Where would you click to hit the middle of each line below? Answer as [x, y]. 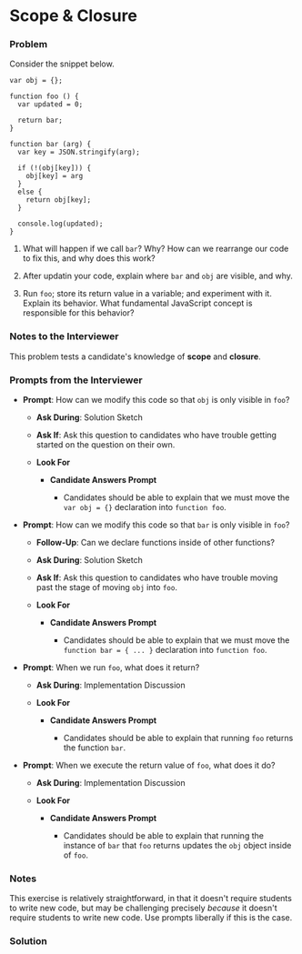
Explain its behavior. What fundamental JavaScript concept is [137, 303]
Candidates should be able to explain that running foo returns [178, 738]
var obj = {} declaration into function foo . [145, 507]
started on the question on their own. [106, 445]
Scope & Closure [74, 16]
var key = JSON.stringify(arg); [79, 152]
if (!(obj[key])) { [55, 168]
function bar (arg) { [50, 145]
